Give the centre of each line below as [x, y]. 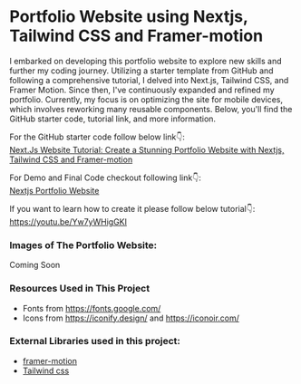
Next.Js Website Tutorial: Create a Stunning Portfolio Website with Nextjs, [147, 149]
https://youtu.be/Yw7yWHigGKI [68, 221]
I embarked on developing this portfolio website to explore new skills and [146, 61]
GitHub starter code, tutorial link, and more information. [112, 119]
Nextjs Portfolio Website [54, 190]
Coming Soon [35, 265]
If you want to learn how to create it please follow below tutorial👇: [132, 208]
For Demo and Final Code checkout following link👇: [105, 178]
